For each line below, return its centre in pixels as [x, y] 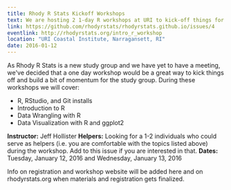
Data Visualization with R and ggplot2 [71, 123]
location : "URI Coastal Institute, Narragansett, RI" [86, 39]
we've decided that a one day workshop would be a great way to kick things [116, 73]
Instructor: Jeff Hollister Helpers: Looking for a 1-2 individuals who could [112, 136]
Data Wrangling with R [49, 115]
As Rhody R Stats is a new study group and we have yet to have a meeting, [114, 65]
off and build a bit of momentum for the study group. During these [101, 80]
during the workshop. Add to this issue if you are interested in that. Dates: [113, 151]
